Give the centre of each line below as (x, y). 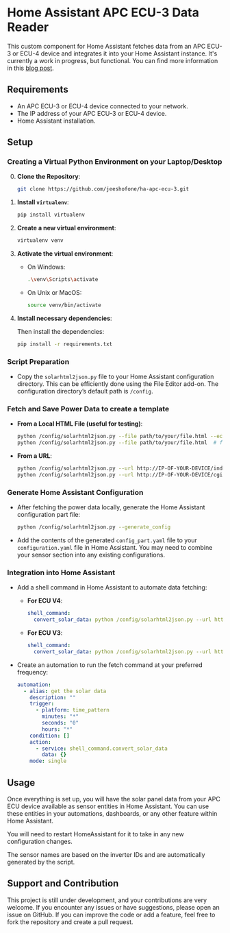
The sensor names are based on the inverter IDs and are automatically (106, 854)
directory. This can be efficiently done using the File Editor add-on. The (118, 384)
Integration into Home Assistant (61, 572)
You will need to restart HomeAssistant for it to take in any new (95, 834)
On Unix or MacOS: (54, 292)
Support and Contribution (63, 883)
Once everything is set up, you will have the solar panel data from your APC (114, 799)
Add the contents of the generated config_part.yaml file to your (107, 540)
